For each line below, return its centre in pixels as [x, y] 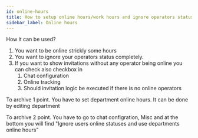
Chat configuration [46, 76]
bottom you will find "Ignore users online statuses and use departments [93, 124]
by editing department [33, 106]
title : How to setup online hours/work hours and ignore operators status [100, 17]
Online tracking [42, 82]
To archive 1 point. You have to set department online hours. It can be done [97, 100]
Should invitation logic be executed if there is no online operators [102, 88]
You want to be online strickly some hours [65, 51]
